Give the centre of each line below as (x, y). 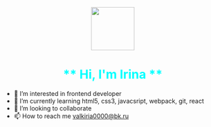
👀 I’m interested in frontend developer (68, 93)
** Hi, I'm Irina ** (113, 75)
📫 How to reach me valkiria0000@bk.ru (71, 116)
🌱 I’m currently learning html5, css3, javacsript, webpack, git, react (109, 101)
